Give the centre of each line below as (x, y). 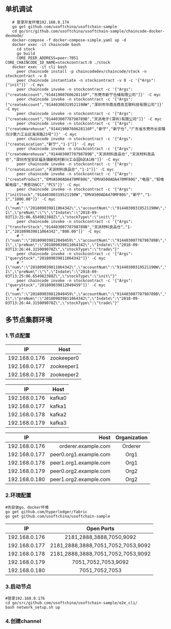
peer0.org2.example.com (80, 471)
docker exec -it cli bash (39, 67)
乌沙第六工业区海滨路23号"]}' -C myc (41, 134)
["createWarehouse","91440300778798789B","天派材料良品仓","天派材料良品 (80, 154)
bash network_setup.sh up (33, 608)
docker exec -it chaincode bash (46, 44)
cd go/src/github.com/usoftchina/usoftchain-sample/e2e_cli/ (72, 603)
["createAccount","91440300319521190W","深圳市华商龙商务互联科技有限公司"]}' (85, 104)
